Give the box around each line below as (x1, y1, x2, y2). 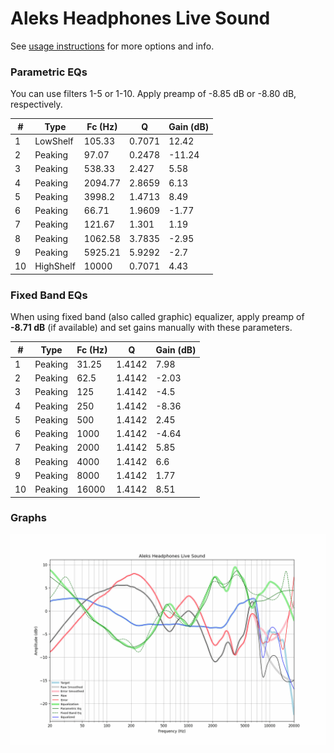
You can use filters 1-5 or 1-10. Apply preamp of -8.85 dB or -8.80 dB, (10, 88, 297, 100)
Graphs (10, 511, 47, 525)
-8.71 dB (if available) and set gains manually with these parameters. (10, 322, 293, 334)
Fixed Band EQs (10, 288, 88, 302)
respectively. (10, 98, 63, 111)
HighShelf (34, 260, 76, 272)
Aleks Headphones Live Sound (10, 7, 271, 30)
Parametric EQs (10, 65, 88, 79)
